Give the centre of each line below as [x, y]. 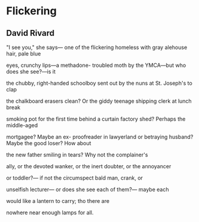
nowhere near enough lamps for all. [50, 212]
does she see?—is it [31, 72]
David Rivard [30, 33]
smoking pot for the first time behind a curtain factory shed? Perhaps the [96, 119]
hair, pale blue [24, 54]
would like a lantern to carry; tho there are [58, 201]
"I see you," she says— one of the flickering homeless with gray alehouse [97, 47]
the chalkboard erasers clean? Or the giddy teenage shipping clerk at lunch [99, 101]
